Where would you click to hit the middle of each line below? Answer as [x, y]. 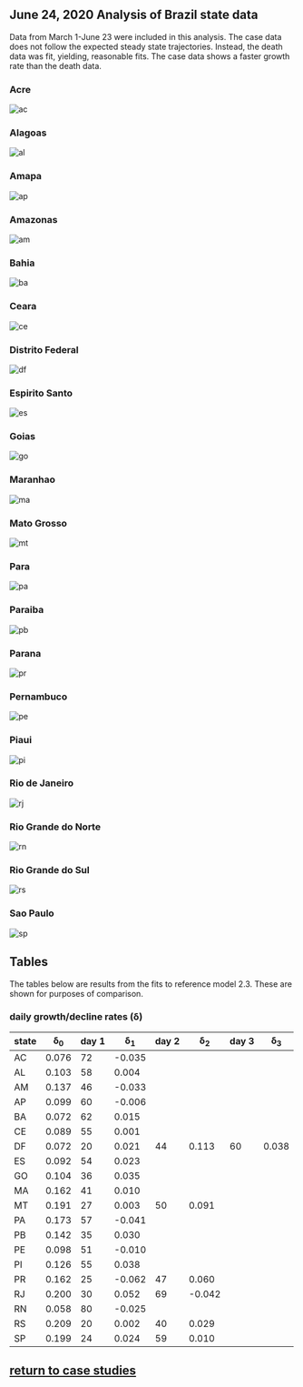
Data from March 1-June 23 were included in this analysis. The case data [146, 36]
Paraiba [27, 610]
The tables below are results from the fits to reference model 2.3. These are [151, 984]
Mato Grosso [39, 523]
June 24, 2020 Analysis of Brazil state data [134, 15]
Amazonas [34, 219]
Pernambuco [39, 697]
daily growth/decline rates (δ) [76, 1017]
